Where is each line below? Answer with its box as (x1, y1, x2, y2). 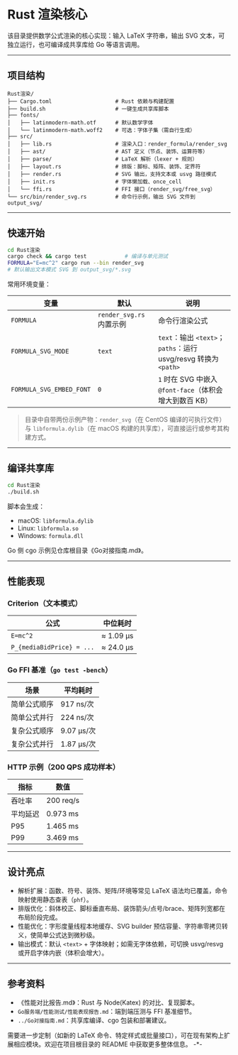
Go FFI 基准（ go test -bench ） (7, 665, 113, 675)
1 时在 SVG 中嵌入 (158, 374, 218, 384)
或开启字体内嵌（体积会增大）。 (17, 949, 108, 957)
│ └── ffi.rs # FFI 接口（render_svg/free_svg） (7, 185, 216, 192)
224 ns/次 (60, 712, 94, 722)
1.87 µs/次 (60, 739, 96, 749)
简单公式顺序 (11, 699, 55, 709)
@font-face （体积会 (158, 385, 223, 395)
